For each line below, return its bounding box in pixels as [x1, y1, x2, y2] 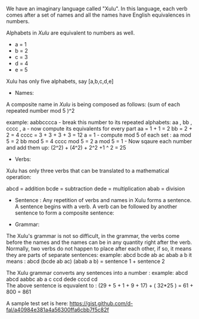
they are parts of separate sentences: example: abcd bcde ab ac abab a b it [6, 252, 192, 258]
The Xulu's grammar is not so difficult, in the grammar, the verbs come [6, 233, 180, 239]
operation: [6, 174, 32, 181]
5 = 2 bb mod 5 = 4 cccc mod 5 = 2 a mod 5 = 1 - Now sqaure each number [6, 138, 192, 145]
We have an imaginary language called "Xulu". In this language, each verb [6, 5, 188, 12]
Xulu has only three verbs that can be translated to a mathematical [6, 167, 170, 174]
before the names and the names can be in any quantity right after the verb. [6, 239, 192, 246]
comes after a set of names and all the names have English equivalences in [6, 11, 191, 18]
